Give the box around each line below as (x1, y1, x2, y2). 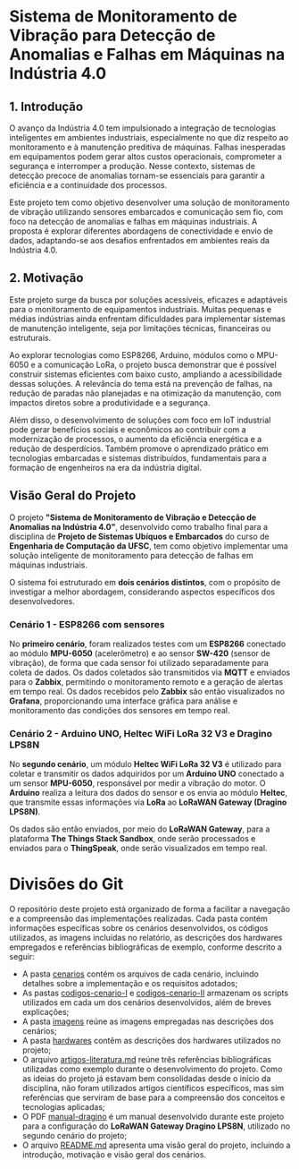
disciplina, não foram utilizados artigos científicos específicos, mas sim (21, 1083, 285, 1094)
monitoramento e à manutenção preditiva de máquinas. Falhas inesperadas (9, 141, 286, 152)
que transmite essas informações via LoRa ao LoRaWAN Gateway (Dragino (9, 797, 287, 807)
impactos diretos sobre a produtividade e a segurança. (9, 397, 211, 408)
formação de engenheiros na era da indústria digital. (9, 462, 203, 473)
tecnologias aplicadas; (21, 1102, 105, 1113)
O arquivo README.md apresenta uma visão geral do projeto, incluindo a (21, 1139, 291, 1151)
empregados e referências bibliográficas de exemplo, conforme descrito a (9, 942, 283, 952)
